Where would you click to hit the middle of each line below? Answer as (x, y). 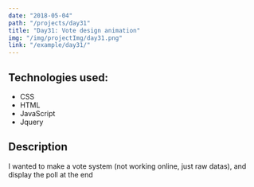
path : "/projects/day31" (49, 23)
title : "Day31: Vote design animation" (74, 30)
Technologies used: (59, 78)
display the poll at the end (51, 174)
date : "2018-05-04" (41, 16)
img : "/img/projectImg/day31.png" (66, 38)
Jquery (31, 122)
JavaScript (37, 113)
